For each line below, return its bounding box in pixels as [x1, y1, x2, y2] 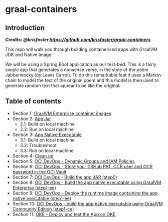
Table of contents [5, 97, 61, 105]
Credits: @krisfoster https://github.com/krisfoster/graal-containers [5, 36, 151, 42]
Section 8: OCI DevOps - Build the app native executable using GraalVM [12, 179, 161, 185]
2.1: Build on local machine [20, 121, 75, 127]
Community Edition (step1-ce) [12, 206, 74, 212]
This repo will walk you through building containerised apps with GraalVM [5, 46, 157, 52]
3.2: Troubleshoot [20, 142, 57, 148]
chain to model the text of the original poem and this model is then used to [5, 77, 159, 83]
